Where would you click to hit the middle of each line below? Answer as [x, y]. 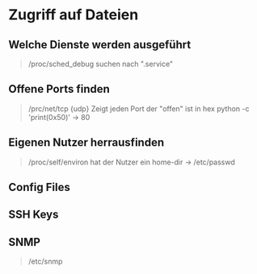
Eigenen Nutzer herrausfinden [86, 143]
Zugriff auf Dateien [74, 15]
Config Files [39, 187]
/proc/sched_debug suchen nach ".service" [101, 64]
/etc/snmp [45, 262]
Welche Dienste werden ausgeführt [100, 45]
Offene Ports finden [59, 89]
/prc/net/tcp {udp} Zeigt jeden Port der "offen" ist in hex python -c [139, 108]
